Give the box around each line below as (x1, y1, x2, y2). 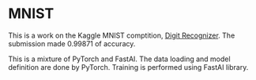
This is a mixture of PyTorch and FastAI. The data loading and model (8, 54, 231, 64)
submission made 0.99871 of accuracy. (8, 38, 136, 48)
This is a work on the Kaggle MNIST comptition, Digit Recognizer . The (8, 31, 235, 40)
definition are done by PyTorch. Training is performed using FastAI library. (8, 62, 249, 71)
